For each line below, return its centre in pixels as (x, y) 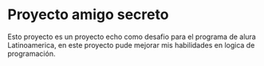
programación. (32, 53)
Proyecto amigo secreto (88, 15)
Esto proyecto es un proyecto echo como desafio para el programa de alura (132, 37)
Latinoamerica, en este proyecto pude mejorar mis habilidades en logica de (131, 45)
